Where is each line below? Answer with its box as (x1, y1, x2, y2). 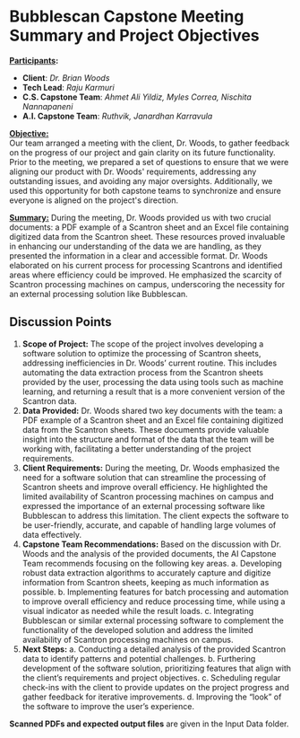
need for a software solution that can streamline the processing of (21, 471, 267, 482)
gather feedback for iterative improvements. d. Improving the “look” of (21, 691, 282, 702)
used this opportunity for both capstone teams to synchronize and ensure (9, 185, 282, 196)
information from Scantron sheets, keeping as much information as (21, 576, 270, 587)
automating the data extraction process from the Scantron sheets (21, 366, 264, 378)
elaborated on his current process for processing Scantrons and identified (9, 259, 283, 270)
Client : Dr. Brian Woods (21, 72, 110, 83)
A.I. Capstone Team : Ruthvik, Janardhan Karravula (21, 110, 213, 121)
